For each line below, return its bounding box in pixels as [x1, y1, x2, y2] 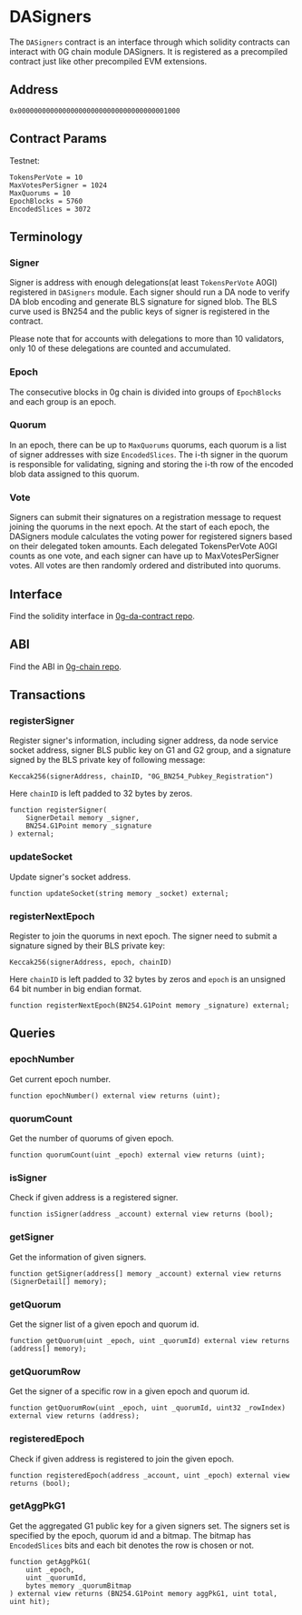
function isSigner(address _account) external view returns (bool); [9, 1209, 274, 1219]
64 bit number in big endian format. [9, 984, 142, 995]
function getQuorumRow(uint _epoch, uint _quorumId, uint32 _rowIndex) [9, 1403, 286, 1413]
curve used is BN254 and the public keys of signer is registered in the [9, 306, 270, 317]
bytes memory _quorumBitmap [25, 1580, 132, 1590]
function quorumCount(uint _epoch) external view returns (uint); [9, 1150, 266, 1160]
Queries [9, 1026, 56, 1041]
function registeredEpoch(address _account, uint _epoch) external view [9, 1470, 290, 1480]
